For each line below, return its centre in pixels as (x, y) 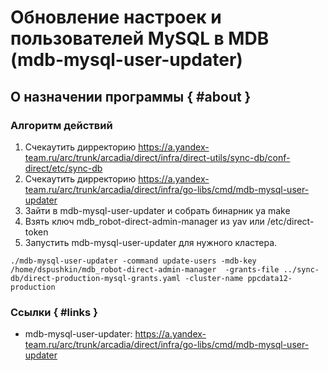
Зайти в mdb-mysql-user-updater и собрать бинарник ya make (157, 210)
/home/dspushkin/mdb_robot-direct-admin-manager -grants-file (145, 269)
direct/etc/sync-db (63, 168)
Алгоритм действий (61, 125)
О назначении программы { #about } (131, 96)
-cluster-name (214, 278)
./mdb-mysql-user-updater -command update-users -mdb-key (133, 261)
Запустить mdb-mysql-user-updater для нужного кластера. (151, 242)
